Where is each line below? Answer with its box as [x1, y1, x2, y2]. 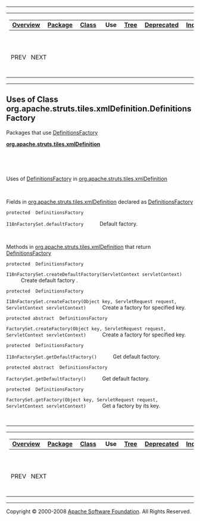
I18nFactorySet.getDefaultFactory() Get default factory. [6, 352, 161, 360]
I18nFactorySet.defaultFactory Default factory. [6, 220, 138, 227]
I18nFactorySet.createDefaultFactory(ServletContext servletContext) [6, 272, 183, 277]
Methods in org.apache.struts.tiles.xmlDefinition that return [6, 243, 151, 250]
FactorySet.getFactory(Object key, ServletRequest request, [6, 397, 159, 403]
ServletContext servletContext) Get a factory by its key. [6, 402, 161, 409]
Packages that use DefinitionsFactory [6, 129, 98, 136]
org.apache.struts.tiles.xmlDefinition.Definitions [6, 104, 192, 114]
